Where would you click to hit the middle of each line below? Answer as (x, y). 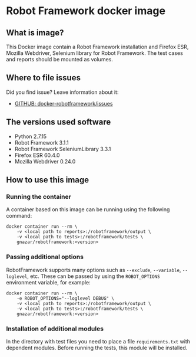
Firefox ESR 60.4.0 (37, 155)
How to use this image (48, 180)
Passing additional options (45, 257)
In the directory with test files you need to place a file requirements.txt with (98, 341)
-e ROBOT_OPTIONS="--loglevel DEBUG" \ (66, 298)
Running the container (39, 196)
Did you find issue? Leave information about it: (62, 92)
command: (19, 216)
